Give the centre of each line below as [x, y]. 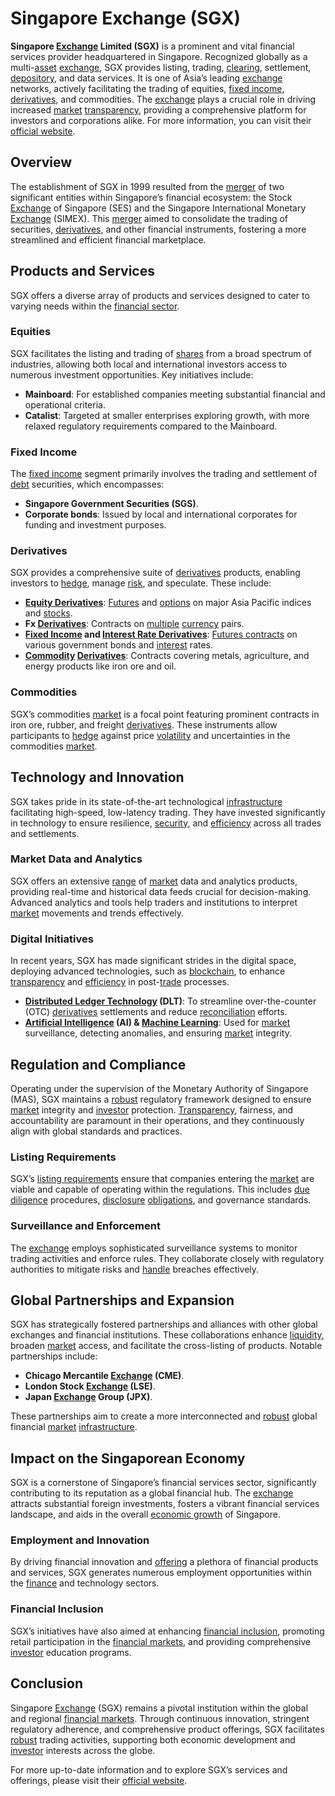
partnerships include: [54, 1356]
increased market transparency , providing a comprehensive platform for [158, 109]
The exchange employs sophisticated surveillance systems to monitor [154, 1248]
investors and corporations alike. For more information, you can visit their [161, 120]
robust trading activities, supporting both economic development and [153, 1739]
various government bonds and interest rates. [119, 645]
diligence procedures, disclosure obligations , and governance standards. [161, 1200]
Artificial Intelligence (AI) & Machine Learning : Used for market [157, 1023]
